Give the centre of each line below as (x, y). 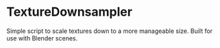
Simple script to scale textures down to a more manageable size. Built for (110, 31)
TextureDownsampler (70, 12)
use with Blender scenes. (42, 38)
